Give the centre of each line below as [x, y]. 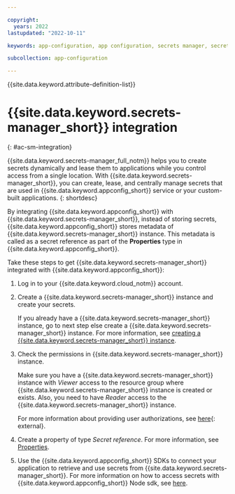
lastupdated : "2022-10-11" [47, 33]
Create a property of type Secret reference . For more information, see [118, 440]
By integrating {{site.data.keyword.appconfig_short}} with [90, 212]
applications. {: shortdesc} [59, 198]
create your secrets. [46, 305]
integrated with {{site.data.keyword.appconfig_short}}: [86, 270]
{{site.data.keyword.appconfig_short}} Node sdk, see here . [102, 483]
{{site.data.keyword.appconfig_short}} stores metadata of [91, 227]
